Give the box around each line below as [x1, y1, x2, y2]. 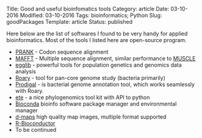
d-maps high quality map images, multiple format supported [15, 113, 167, 120]
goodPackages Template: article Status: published [6, 18, 133, 25]
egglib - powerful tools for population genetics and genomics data [15, 61, 182, 68]
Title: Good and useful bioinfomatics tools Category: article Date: [6, 5, 170, 12]
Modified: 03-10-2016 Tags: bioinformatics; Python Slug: [20, 12, 162, 19]
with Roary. [15, 87, 44, 94]
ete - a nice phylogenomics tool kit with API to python [15, 94, 150, 101]
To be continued [15, 126, 57, 133]
